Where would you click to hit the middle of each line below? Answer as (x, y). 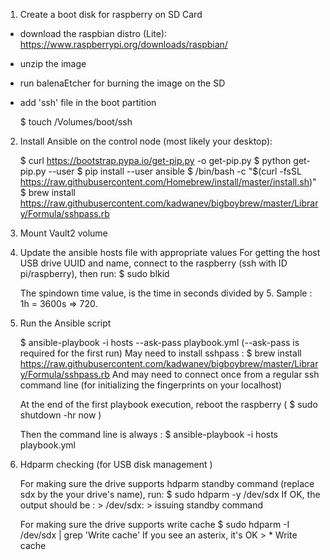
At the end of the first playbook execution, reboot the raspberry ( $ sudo (168, 404)
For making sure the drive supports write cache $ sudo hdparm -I (154, 524)
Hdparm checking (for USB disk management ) (116, 464)
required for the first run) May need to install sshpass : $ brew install (160, 353)
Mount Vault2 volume (63, 233)
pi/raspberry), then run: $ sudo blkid (94, 273)
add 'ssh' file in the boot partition (88, 102)
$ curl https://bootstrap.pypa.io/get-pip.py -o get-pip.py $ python (155, 160)
